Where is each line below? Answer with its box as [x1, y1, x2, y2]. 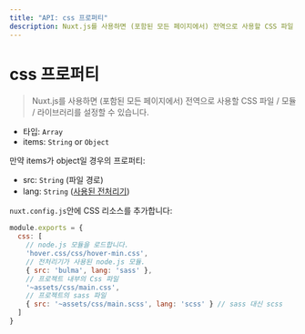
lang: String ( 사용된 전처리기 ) [22, 186, 130, 197]
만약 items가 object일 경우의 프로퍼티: [9, 156, 146, 167]
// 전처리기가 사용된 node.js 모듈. [25, 257, 146, 267]
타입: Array [22, 127, 64, 137]
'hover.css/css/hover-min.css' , [25, 249, 148, 258]
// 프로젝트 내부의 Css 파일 [25, 274, 119, 283]
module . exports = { [9, 224, 84, 233]
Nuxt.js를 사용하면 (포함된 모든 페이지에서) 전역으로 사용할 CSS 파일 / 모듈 [31, 96, 297, 106]
